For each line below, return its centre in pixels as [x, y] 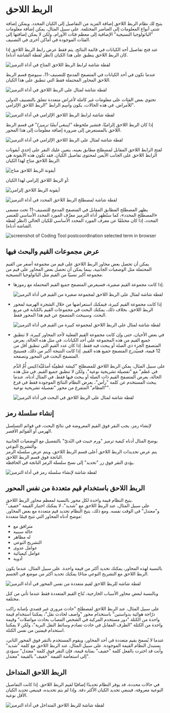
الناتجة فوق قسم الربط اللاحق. [35, 457]
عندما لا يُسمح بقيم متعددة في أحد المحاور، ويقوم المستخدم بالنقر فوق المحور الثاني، [85, 640]
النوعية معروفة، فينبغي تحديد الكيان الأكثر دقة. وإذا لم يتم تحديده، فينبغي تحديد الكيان [85, 690]
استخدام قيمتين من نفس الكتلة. [35, 630]
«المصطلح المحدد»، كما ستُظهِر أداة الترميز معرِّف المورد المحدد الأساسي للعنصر [82, 215]
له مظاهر [22, 537]
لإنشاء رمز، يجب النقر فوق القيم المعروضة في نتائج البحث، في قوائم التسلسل [79, 425]
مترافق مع [23, 526]
